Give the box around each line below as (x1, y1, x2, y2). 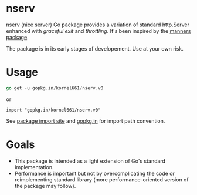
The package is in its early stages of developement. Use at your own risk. (6, 45, 184, 52)
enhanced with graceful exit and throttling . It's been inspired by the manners (6, 27, 191, 34)
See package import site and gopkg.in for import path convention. (6, 117, 165, 125)
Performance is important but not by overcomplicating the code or (14, 170, 175, 177)
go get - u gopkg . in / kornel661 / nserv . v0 (6, 85, 104, 91)
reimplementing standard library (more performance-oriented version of (14, 176, 189, 183)
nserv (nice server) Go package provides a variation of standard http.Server (6, 21, 189, 28)
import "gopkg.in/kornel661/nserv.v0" (6, 107, 101, 113)
